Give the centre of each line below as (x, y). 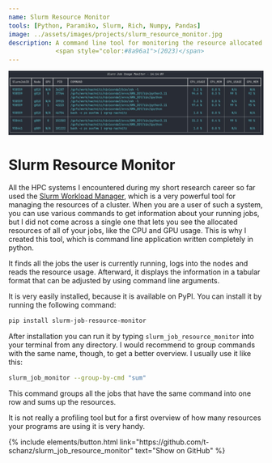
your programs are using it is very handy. (77, 426)
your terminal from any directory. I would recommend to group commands (132, 345)
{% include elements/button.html (64, 442)
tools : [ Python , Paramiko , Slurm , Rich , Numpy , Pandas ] (104, 25)
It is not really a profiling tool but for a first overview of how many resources (135, 418)
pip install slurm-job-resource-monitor (78, 321)
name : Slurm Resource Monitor (59, 17)
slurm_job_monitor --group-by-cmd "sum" (78, 378)
